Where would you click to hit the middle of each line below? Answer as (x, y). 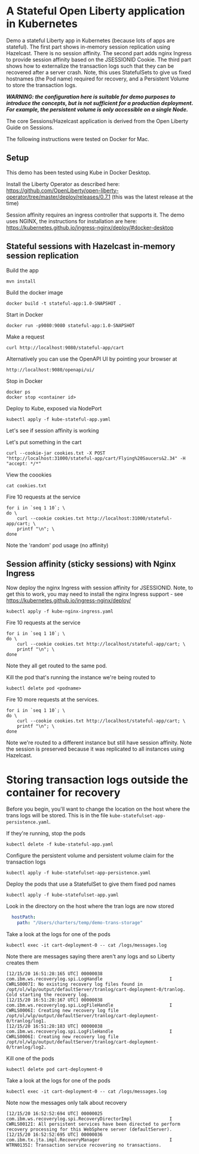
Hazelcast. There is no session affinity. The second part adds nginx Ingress (99, 53)
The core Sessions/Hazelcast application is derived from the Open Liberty (97, 121)
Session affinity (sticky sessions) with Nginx (91, 564)
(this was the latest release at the (152, 197)
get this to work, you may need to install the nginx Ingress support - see (95, 594)
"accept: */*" (24, 463)
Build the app (22, 270)
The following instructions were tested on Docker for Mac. (78, 139)
